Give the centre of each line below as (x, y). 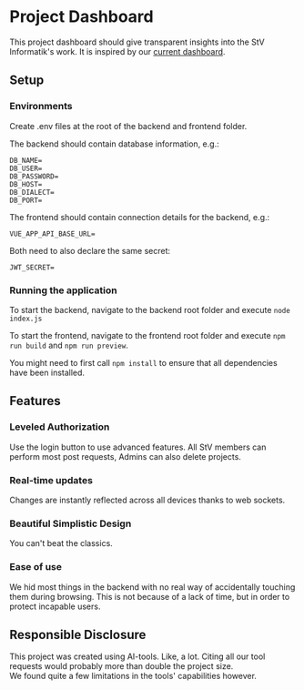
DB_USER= (26, 168)
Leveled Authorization (60, 427)
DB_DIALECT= (32, 192)
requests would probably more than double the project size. (122, 666)
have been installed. (47, 372)
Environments (41, 107)
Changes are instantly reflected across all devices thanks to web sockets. (147, 500)
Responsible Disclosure (78, 634)
